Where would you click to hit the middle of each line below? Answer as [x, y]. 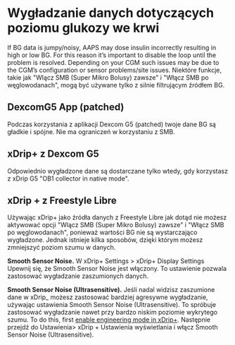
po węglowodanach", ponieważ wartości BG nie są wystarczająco [102, 232]
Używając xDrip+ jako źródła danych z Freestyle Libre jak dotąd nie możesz [117, 217]
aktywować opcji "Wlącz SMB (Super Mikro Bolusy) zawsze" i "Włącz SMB [116, 225]
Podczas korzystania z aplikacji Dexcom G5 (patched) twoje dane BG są [112, 124]
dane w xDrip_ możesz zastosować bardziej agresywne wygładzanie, [108, 297]
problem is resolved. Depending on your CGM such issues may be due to [113, 62]
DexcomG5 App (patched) [66, 107]
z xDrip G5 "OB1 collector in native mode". [68, 178]
